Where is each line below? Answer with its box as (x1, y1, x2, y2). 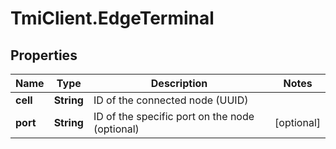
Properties (10, 47, 78, 64)
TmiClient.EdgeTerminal (10, 7, 215, 30)
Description (150, 77, 208, 90)
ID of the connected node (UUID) (93, 93, 249, 107)
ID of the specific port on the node (93, 110, 255, 123)
